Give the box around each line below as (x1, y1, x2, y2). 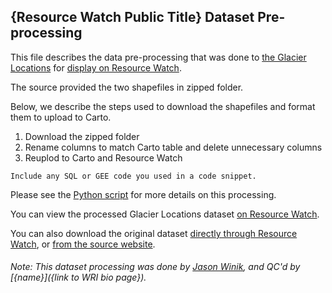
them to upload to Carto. (10, 111, 112, 123)
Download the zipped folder (24, 130, 140, 142)
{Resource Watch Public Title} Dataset (10, 9, 255, 26)
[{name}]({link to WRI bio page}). (10, 271, 147, 284)
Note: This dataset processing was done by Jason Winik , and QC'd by (10, 261, 301, 273)
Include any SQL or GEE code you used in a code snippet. (10, 171, 257, 181)
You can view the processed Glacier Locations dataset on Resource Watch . (10, 208, 320, 220)
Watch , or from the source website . (10, 238, 156, 250)
